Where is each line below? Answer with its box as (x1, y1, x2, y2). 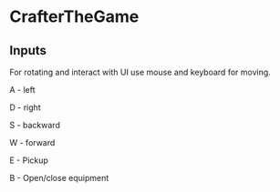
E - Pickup (9, 155, 48, 166)
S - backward (9, 120, 61, 130)
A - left (9, 85, 36, 95)
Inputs (9, 43, 47, 58)
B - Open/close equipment (9, 173, 109, 183)
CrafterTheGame (9, 6, 140, 27)
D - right (9, 102, 41, 113)
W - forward (9, 137, 56, 147)
